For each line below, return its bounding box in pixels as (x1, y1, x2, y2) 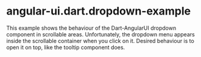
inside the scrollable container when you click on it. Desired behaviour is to (6, 37, 195, 44)
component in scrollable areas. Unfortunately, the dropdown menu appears (6, 30, 195, 38)
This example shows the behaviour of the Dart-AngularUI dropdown (6, 24, 177, 32)
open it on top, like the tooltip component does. (6, 44, 125, 51)
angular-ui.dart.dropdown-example (6, 4, 191, 18)
